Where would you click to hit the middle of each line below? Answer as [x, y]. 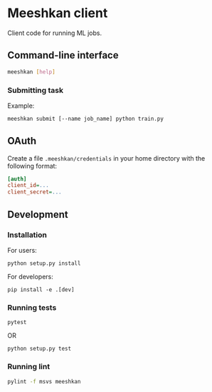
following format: [32, 166]
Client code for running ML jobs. [54, 33]
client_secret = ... [35, 192]
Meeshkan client [58, 13]
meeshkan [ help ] [31, 72]
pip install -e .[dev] [41, 290]
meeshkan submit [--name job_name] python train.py [85, 119]
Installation [27, 235]
